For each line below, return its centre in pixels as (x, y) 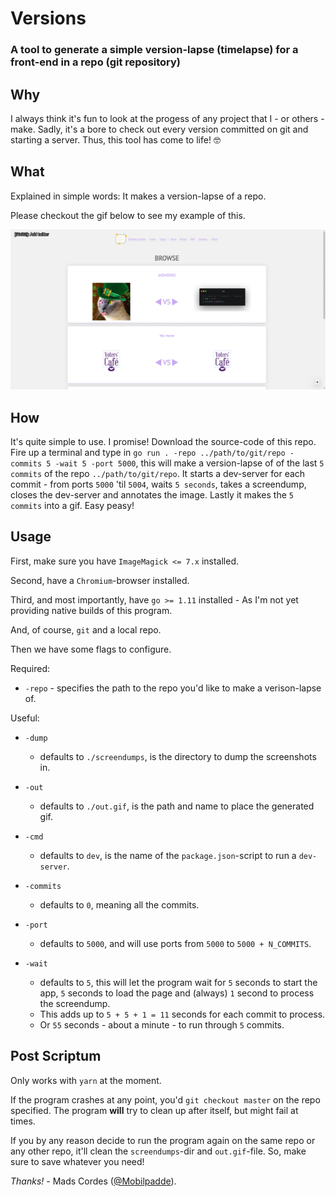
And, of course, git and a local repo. (86, 629)
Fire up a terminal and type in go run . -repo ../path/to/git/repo (148, 452)
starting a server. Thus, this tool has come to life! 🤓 (115, 139)
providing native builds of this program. (91, 610)
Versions (48, 18)
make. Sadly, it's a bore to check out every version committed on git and (159, 129)
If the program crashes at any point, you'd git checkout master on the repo (165, 1099)
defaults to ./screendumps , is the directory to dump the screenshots (178, 756)
